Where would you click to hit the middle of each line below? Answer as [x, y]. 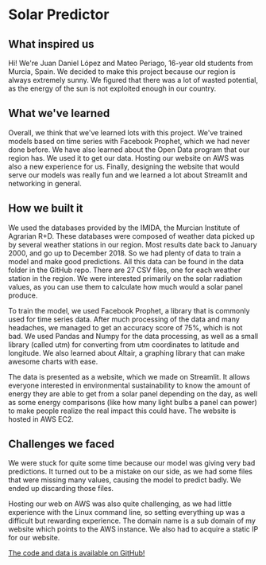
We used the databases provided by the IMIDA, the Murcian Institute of [124, 228]
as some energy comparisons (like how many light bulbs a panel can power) [133, 402]
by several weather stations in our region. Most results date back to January [133, 244]
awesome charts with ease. [53, 361]
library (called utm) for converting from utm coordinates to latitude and [124, 345]
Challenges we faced [62, 444]
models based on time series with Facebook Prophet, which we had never [129, 141]
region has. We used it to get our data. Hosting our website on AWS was [126, 158]
